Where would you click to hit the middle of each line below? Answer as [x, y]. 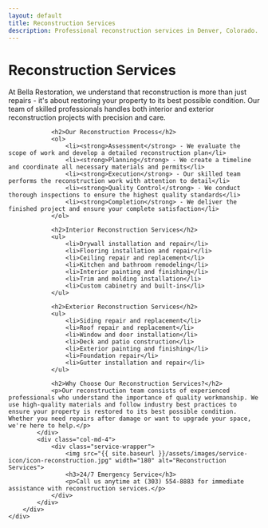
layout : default [35, 16]
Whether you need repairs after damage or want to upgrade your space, [130, 419]
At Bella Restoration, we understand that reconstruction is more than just [128, 92]
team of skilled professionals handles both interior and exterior [111, 109]
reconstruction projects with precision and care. [87, 117]
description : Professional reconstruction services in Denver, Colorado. [134, 30]
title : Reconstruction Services [62, 23]
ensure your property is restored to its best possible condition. [123, 412]
